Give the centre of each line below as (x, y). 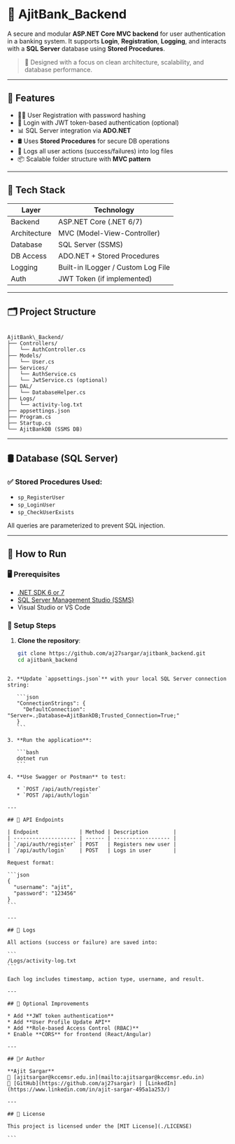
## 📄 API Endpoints (36, 820)
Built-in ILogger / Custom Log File (114, 267)
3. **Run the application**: (50, 740)
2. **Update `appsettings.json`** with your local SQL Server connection (117, 679)
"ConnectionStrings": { (51, 703)
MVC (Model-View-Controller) (109, 233)
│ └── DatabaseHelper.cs (47, 393)
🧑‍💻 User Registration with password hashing (81, 115)
